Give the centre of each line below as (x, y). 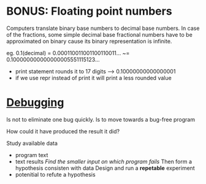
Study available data (32, 143)
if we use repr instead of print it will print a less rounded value (93, 78)
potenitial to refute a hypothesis (55, 174)
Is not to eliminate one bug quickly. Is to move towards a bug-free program (101, 119)
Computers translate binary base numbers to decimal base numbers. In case (103, 28)
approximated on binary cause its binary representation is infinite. (89, 41)
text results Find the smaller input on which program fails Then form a (103, 161)
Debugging (35, 103)
